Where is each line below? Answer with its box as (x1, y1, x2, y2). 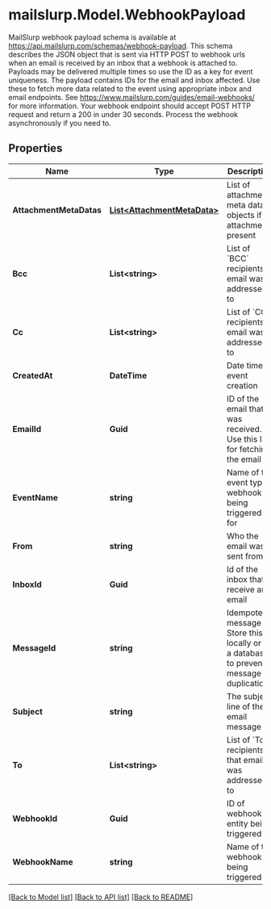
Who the (226, 530, 260, 542)
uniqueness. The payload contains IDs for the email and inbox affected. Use (8, 75, 261, 85)
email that (226, 403, 265, 414)
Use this (226, 434, 258, 445)
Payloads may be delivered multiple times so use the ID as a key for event (8, 66, 253, 76)
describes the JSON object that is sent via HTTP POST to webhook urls (8, 49, 246, 59)
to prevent (226, 657, 266, 668)
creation (226, 379, 258, 391)
